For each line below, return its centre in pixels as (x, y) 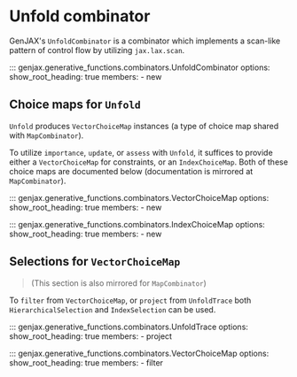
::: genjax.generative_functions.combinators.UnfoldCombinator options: (140, 67)
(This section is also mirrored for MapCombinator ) (118, 283)
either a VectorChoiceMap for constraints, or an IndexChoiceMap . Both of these (148, 162)
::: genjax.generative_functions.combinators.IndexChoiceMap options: (137, 224)
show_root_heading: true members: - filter (86, 362)
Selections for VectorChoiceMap (95, 262)
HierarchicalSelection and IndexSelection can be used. (113, 309)
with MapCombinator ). (47, 135)
